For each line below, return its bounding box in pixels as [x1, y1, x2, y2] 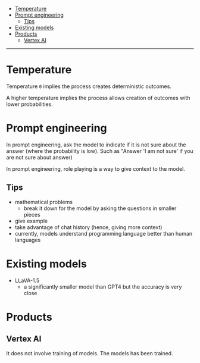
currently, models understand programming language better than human [14, 230, 193, 237]
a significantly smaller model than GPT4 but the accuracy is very [23, 283, 182, 290]
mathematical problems [14, 198, 73, 205]
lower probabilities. [6, 101, 53, 108]
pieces [23, 211, 40, 218]
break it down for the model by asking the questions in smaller [23, 205, 177, 212]
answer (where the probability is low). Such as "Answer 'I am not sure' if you [6, 147, 193, 154]
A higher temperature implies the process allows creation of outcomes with [6, 94, 190, 101]
